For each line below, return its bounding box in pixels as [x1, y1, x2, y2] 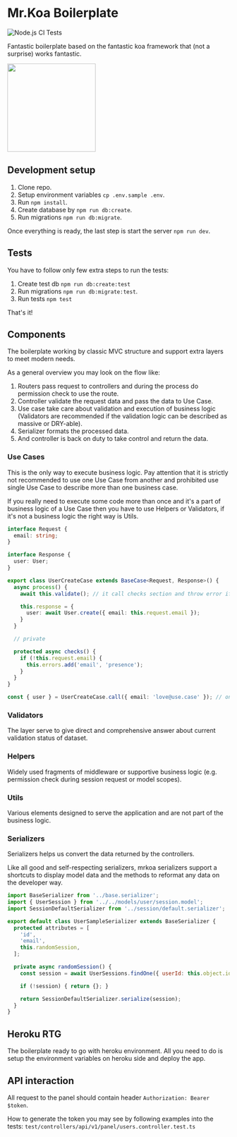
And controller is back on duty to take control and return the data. [17, 434, 209, 443]
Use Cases [7, 452, 45, 462]
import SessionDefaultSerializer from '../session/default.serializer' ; [7, 905, 226, 912]
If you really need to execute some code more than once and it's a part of [7, 497, 221, 505]
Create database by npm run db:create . [17, 205, 133, 214]
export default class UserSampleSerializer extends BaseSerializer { [7, 918, 217, 925]
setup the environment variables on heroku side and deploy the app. [7, 1054, 206, 1063]
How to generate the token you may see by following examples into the [7, 1114, 214, 1123]
